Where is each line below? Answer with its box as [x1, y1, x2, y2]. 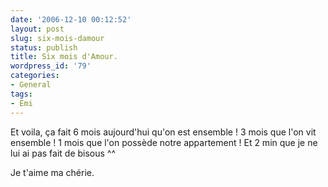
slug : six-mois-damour [10, 33, 105, 43]
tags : [10, 89, 33, 99]
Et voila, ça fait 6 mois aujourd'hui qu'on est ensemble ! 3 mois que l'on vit [10, 126, 317, 138]
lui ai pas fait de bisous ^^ [10, 147, 117, 159]
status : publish [10, 42, 78, 53]
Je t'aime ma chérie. [10, 166, 95, 178]
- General [10, 80, 52, 90]
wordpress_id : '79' [10, 61, 92, 71]
